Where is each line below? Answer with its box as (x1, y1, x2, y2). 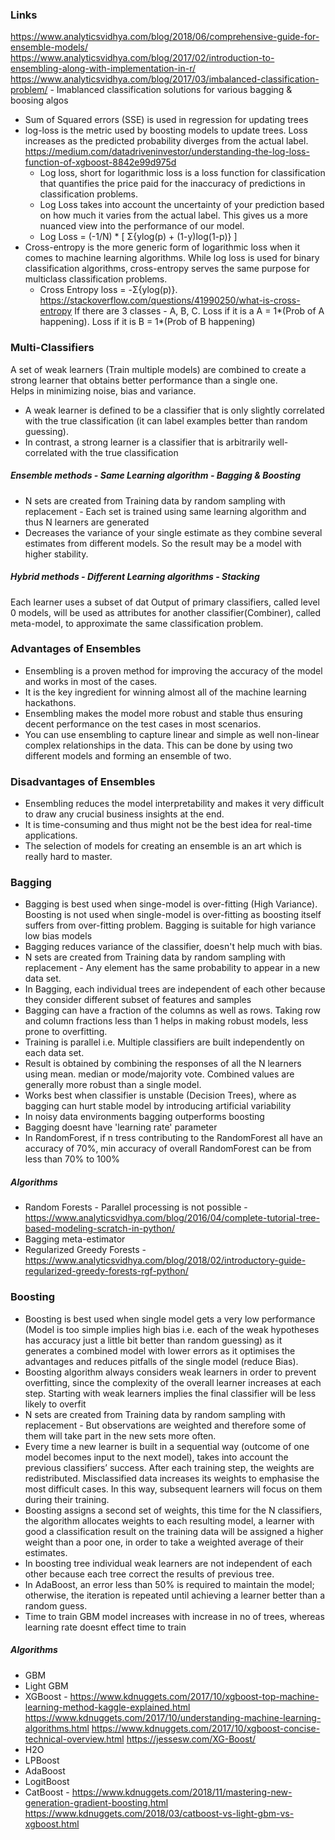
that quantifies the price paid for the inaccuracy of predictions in (39, 178, 306, 190)
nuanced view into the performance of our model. (39, 220, 245, 232)
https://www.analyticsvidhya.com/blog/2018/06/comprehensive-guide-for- (10, 31, 320, 43)
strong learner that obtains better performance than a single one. (10, 374, 278, 386)
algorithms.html (24, 1722, 90, 1734)
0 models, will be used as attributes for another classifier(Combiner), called (10, 606, 322, 618)
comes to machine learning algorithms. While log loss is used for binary (24, 252, 320, 264)
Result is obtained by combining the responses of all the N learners (24, 1058, 302, 1070)
